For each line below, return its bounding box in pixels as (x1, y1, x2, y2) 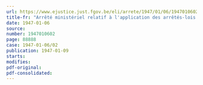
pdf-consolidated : (6, 70, 53, 76)
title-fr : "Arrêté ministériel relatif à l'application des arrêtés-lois (6, 14, 196, 20)
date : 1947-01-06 (6, 20, 50, 26)
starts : (6, 53, 26, 59)
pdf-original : (6, 64, 42, 71)
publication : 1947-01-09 (6, 48, 69, 54)
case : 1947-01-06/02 (6, 42, 59, 48)
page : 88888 (6, 37, 36, 42)
